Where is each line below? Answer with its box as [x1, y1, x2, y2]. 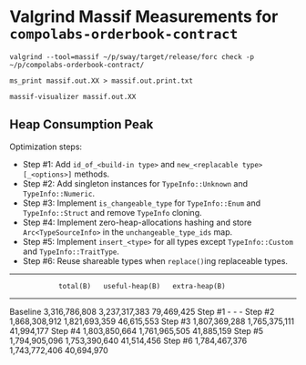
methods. [74, 168, 110, 179]
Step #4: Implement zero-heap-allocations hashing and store [22, 217, 252, 228]
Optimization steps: [9, 141, 83, 152]
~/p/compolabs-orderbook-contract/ [9, 60, 145, 69]
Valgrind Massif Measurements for [9, 6, 279, 27]
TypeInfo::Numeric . [22, 188, 96, 198]
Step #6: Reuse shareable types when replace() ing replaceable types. [22, 255, 289, 266]
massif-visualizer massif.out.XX [9, 92, 137, 101]
